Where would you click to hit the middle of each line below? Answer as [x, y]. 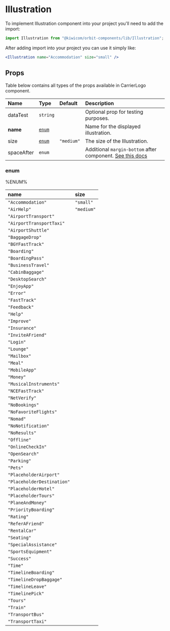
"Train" [17, 607]
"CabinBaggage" [26, 272]
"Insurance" [22, 328]
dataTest [18, 115]
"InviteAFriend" [27, 335]
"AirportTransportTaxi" [36, 223]
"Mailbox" [19, 356]
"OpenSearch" [24, 454]
